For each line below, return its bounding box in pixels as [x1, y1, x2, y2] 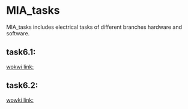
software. [6, 29, 30, 37]
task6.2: [6, 80, 38, 90]
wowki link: [6, 96, 34, 104]
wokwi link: [6, 63, 34, 70]
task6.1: [6, 47, 36, 57]
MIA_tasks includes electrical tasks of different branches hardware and [6, 23, 182, 31]
